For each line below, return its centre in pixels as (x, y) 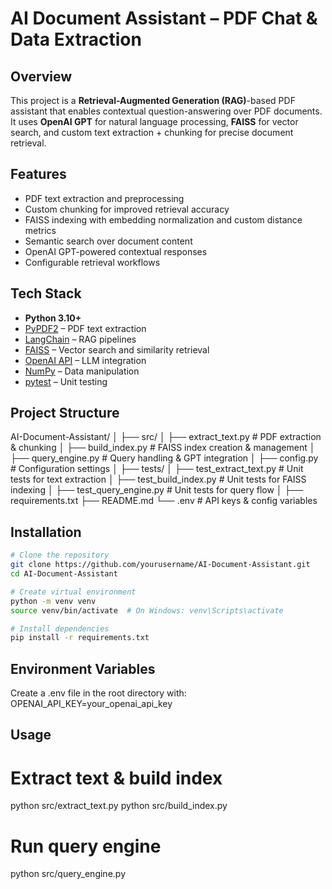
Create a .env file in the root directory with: (98, 693)
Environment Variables (83, 668)
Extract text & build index (116, 778)
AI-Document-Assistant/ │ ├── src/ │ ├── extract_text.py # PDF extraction (166, 437)
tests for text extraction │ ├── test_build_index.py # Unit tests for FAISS (158, 479)
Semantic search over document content (108, 241)
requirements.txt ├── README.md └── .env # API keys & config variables (164, 501)
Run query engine (86, 846)
